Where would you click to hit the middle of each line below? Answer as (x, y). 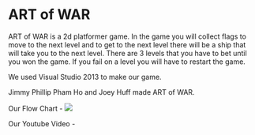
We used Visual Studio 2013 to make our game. (85, 77)
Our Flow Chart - (36, 108)
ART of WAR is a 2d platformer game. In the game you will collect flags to (127, 36)
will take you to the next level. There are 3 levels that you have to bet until (127, 53)
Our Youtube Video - (42, 123)
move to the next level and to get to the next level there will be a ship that (127, 44)
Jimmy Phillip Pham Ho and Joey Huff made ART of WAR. (101, 92)
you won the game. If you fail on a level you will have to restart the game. (127, 62)
